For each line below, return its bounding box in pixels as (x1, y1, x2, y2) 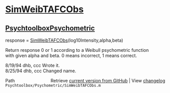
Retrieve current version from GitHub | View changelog (50, 78, 165, 83)
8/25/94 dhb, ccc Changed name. (5, 68, 77, 74)
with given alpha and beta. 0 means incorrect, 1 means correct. (5, 52, 137, 58)
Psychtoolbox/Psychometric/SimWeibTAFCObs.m (5, 83, 101, 88)
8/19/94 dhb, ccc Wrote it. (5, 63, 60, 68)
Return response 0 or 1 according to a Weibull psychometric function (5, 47, 149, 53)
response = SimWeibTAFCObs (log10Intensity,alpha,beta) (5, 37, 123, 43)
